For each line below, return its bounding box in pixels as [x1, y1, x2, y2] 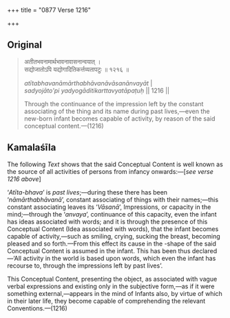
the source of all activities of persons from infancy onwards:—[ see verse [7, 167, 213, 175]
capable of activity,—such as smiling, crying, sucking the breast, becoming [7, 232, 220, 240]
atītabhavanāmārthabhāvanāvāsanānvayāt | [23, 79, 153, 87]
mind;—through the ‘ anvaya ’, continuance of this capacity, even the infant [7, 210, 217, 218]
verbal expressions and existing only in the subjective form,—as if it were [7, 282, 215, 290]
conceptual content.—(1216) [23, 121, 105, 130]
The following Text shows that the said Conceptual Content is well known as [7, 160, 224, 168]
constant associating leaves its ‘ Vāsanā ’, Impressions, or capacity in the [7, 203, 211, 211]
